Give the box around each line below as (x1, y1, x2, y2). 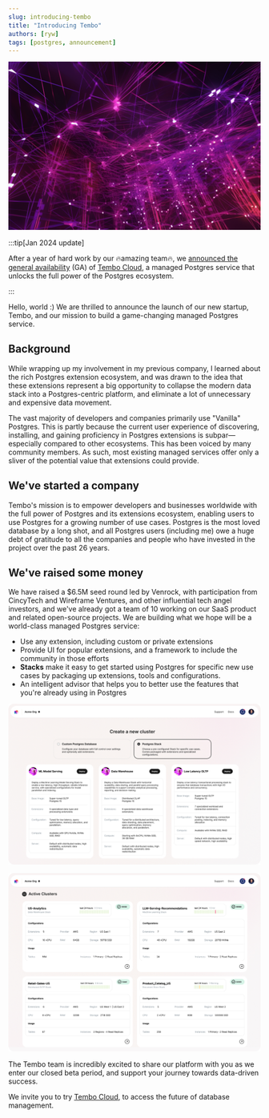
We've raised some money (8, 566, 144, 579)
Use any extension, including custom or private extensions (19, 637, 214, 647)
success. (8, 1076, 38, 1086)
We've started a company (8, 479, 140, 493)
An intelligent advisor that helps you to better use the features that (19, 680, 239, 689)
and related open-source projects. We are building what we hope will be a (8, 613, 252, 623)
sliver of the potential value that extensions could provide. (8, 455, 200, 465)
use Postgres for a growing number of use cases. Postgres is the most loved (8, 517, 260, 527)
